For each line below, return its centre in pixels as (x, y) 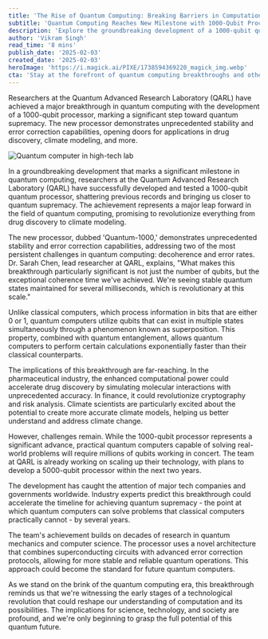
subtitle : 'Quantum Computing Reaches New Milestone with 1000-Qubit (126, 23)
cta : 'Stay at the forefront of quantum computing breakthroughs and (126, 75)
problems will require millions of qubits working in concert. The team (141, 453)
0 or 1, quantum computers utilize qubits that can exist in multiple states (126, 321)
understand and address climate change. (76, 420)
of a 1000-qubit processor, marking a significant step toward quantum (123, 114)
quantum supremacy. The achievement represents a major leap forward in (130, 205)
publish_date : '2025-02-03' (55, 53)
